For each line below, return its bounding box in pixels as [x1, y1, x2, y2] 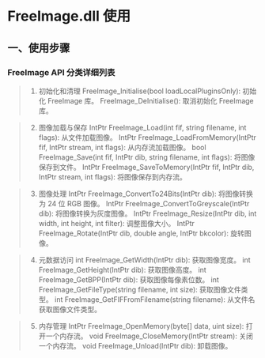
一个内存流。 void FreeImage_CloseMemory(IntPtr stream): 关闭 [45, 331, 254, 341]
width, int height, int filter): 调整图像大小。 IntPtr [38, 218, 195, 228]
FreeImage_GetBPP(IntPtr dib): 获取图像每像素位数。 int [38, 274, 219, 285]
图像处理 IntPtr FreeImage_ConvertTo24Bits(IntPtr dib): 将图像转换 [38, 189, 254, 198]
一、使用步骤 [7, 41, 70, 55]
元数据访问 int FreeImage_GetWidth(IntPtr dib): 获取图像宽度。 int [38, 254, 251, 265]
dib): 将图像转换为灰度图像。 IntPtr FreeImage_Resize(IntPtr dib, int [38, 209, 257, 218]
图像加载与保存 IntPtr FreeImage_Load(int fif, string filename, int [38, 122, 247, 132]
